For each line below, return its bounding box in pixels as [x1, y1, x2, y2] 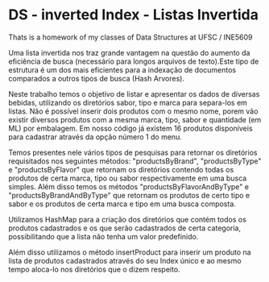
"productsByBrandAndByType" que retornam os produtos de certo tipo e [8, 190, 250, 200]
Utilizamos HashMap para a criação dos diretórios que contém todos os [8, 214, 247, 224]
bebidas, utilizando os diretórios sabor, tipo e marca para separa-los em [8, 97, 248, 107]
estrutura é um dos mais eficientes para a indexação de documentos [8, 64, 237, 74]
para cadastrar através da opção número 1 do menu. [8, 131, 183, 142]
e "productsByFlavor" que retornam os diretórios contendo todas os [8, 164, 234, 174]
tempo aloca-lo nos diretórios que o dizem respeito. [8, 264, 180, 274]
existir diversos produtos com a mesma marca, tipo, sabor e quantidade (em [8, 114, 262, 124]
